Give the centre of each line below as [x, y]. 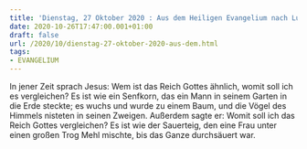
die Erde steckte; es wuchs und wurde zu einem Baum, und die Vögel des [148, 106]
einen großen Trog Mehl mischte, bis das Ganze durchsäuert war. [132, 135]
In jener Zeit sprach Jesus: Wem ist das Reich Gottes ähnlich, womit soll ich [152, 86]
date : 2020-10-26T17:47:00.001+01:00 [81, 27]
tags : [20, 52]
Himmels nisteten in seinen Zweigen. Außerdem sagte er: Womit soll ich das [152, 116]
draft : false [34, 35]
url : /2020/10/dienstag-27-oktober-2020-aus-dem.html [114, 43]
